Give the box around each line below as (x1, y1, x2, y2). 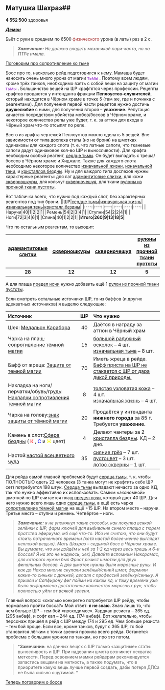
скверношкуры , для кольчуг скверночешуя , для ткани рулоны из (5, 179, 142, 184)
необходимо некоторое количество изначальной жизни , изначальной (5, 163, 152, 169)
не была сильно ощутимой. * (17, 669, 78, 675)
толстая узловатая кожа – (93, 385, 155, 391)
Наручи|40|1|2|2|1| (5, 209, 45, 215)
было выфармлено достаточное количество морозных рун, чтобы (17, 582, 157, 588)
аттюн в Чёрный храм (93, 327, 146, 334)
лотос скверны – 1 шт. (93, 461, 146, 468)
